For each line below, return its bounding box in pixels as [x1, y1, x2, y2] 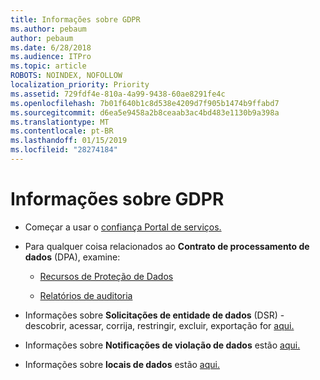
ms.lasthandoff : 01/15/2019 [10, 136, 128, 146]
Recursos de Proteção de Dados [39, 270, 174, 282]
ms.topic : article [10, 61, 87, 71]
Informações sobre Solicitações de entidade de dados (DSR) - [24, 309, 285, 321]
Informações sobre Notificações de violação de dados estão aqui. [24, 339, 301, 351]
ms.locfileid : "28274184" [10, 145, 118, 155]
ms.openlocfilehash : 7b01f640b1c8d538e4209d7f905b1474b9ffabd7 [10, 98, 280, 108]
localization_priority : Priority [10, 80, 150, 90]
